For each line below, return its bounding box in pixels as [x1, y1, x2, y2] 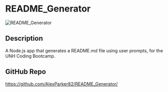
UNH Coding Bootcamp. [5, 53, 56, 59]
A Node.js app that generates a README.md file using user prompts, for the [5, 47, 163, 53]
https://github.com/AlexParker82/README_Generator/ [5, 81, 118, 87]
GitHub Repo [5, 67, 47, 76]
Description [5, 34, 43, 43]
